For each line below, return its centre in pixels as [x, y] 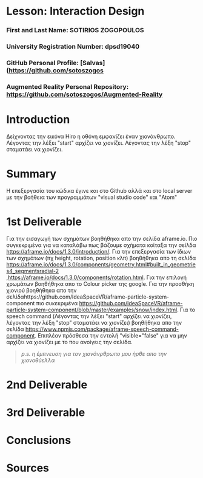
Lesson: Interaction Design [75, 11]
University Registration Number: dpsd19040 [73, 47]
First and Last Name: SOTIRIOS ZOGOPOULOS [75, 30]
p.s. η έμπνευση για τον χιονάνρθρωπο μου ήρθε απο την [94, 353]
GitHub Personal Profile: [43, 63]
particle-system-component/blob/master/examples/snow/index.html [92, 310]
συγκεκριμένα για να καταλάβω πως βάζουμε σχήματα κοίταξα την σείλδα [101, 245]
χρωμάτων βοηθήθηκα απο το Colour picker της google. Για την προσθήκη [100, 283]
